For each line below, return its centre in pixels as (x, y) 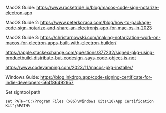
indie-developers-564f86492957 (39, 83)
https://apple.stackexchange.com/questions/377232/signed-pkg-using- (80, 52)
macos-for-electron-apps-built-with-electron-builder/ (61, 43)
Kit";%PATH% (18, 106)
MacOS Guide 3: (22, 37)
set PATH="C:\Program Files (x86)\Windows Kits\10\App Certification (80, 101)
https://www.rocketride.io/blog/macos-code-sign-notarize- (98, 7)
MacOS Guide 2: (22, 22)
